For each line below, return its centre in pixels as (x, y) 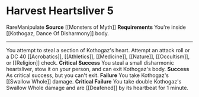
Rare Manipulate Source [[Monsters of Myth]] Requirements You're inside (96, 27)
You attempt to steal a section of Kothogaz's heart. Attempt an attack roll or (98, 50)
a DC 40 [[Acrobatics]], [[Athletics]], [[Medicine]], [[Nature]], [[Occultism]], (98, 56)
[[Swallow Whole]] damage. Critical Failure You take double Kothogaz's (94, 81)
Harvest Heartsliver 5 (60, 11)
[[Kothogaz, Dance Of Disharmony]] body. (58, 33)
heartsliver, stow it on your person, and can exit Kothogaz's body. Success (98, 69)
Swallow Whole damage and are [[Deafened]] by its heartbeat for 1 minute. (97, 88)
